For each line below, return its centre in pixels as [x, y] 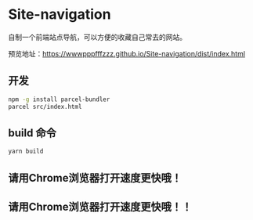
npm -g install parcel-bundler [59, 99]
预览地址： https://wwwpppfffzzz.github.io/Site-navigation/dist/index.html [127, 53]
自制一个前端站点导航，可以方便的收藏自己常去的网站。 [97, 37]
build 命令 [32, 133]
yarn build [26, 151]
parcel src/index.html [45, 106]
